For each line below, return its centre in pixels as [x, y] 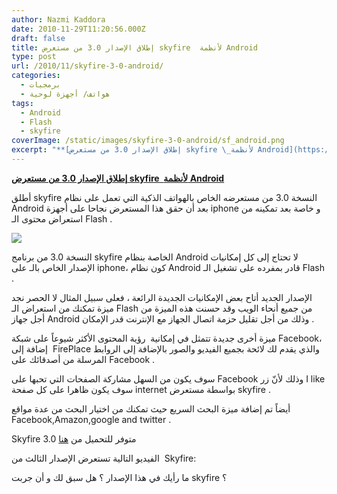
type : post [34, 57]
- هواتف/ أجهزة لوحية [65, 94]
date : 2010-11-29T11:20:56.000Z [78, 29]
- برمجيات [40, 85]
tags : [22, 103]
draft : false [38, 38]
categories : [36, 76]
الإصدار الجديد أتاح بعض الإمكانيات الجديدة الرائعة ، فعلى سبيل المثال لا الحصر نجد [162, 297]
